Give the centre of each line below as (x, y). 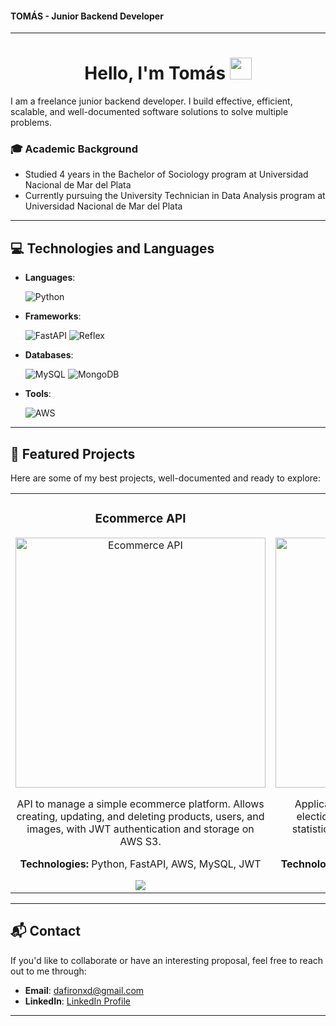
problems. (31, 123)
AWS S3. (140, 841)
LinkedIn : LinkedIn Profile (77, 1001)
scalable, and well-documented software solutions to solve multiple (149, 112)
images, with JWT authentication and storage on (140, 829)
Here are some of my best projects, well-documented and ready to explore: (166, 478)
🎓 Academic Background (74, 149)
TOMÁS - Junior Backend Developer (87, 16)
